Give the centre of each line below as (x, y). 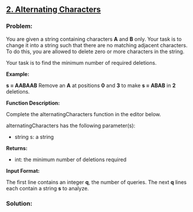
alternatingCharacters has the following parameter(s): (71, 126)
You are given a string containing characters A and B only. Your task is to (94, 39)
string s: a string (34, 137)
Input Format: (23, 171)
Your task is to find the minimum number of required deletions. (81, 62)
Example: (18, 74)
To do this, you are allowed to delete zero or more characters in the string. (95, 51)
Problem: (19, 26)
